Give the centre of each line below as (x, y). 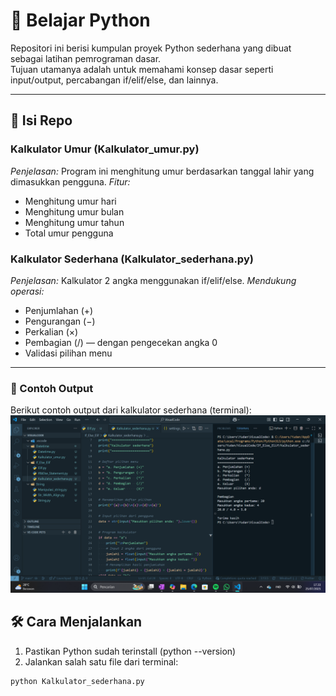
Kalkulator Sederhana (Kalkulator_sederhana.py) (132, 259)
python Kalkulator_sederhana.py (77, 681)
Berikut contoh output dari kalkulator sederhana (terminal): (131, 410)
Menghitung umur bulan (74, 211)
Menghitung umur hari (70, 201)
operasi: (27, 291)
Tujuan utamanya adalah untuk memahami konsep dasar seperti (142, 69)
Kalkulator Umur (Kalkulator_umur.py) (105, 149)
